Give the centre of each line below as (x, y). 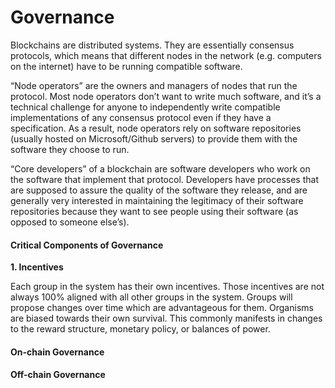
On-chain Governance (57, 352)
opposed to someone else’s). (70, 222)
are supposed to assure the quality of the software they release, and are (159, 190)
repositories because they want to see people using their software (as (154, 211)
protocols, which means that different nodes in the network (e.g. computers (166, 55)
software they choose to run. (70, 149)
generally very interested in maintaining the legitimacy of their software (157, 200)
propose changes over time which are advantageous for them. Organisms (162, 308)
